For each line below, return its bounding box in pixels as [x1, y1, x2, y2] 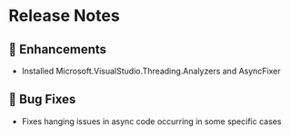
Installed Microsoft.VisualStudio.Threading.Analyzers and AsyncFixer [21, 65, 281, 76]
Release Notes [8, 5, 120, 26]
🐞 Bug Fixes [8, 92, 76, 107]
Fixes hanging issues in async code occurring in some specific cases [21, 115, 282, 127]
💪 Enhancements [8, 42, 106, 57]
